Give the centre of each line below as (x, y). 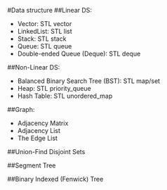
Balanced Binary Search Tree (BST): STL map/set (88, 81)
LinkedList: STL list (45, 31)
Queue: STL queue (45, 46)
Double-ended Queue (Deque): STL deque (79, 53)
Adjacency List (39, 131)
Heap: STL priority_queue (54, 88)
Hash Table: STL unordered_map (65, 96)
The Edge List (38, 138)
